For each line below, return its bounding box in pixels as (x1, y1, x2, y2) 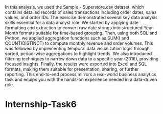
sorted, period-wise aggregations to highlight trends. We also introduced (5, 51, 152, 57)
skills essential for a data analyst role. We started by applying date (5, 19, 139, 25)
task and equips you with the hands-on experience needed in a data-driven (5, 76, 158, 82)
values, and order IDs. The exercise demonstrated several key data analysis (5, 15, 158, 20)
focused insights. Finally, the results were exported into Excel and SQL (5, 61, 147, 67)
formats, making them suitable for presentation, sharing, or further (5, 66, 139, 72)
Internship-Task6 (5, 99, 77, 110)
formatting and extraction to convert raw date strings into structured (5, 25, 143, 31)
